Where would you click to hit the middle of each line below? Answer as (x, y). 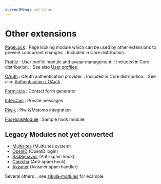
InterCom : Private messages (34, 100)
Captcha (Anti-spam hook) (39, 162)
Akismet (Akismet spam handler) (45, 167)
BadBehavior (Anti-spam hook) (43, 157)
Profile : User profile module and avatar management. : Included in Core (77, 62)
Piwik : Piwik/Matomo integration (38, 110)
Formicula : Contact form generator (40, 91)
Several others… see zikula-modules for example (54, 176)
